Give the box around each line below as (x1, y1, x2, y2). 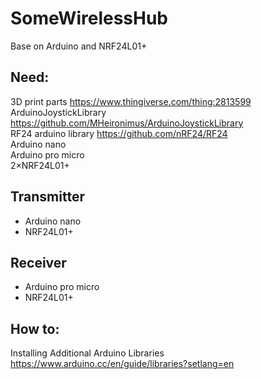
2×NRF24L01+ (10, 159, 70, 171)
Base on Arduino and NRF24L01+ (10, 40, 148, 52)
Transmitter (10, 188, 85, 206)
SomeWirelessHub (10, 7, 169, 30)
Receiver (10, 254, 67, 271)
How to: (10, 320, 60, 337)
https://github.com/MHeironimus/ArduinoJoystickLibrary (10, 117, 244, 129)
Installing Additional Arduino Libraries (10, 347, 165, 359)
